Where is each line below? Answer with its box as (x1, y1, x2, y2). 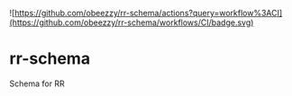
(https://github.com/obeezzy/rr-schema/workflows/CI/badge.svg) (9, 17, 254, 28)
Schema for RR (9, 78, 65, 89)
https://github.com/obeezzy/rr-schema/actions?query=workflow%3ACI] (14, 8, 283, 18)
